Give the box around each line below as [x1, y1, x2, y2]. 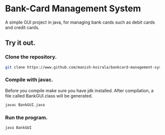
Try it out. [5, 39, 36, 47]
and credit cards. [5, 24, 40, 30]
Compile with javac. [5, 76, 54, 83]
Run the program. [5, 114, 48, 121]
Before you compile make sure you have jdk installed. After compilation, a [5, 87, 154, 94]
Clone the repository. [5, 54, 57, 61]
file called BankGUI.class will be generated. [5, 93, 93, 99]
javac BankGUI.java [5, 102, 45, 107]
